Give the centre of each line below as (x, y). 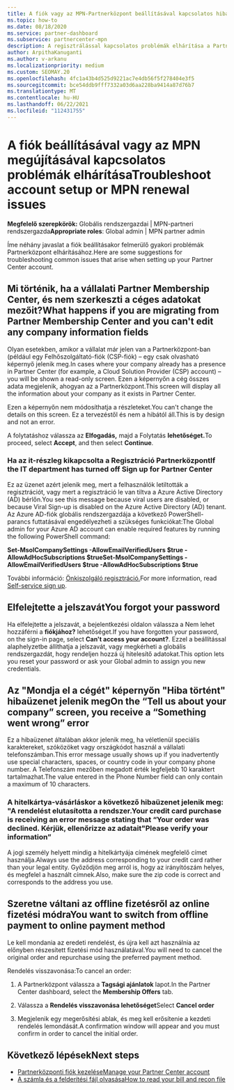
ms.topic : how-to (32, 20)
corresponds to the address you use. (60, 882)
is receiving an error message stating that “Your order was (108, 820)
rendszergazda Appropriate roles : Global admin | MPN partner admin (106, 231)
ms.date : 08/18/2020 (37, 26)
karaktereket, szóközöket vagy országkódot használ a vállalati (96, 747)
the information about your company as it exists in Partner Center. (102, 394)
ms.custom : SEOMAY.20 (39, 72)
